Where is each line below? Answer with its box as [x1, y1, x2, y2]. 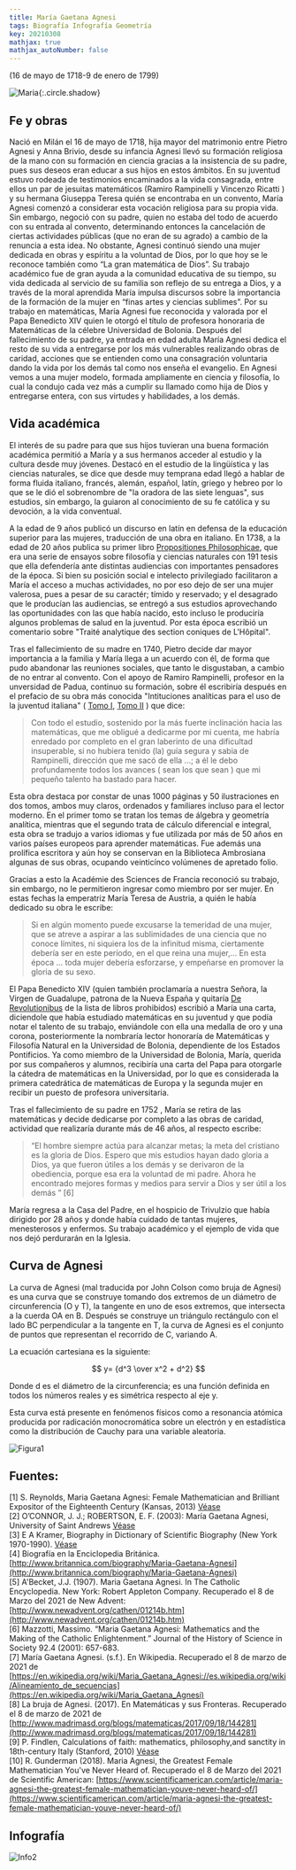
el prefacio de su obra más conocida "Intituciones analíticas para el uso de [9, 690, 281, 701]
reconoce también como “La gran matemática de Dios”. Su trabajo [9, 259, 250, 269]
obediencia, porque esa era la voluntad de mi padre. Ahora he [30, 1168, 256, 1179]
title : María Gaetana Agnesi [9, 12, 117, 22]
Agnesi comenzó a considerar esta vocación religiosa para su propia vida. [9, 202, 278, 213]
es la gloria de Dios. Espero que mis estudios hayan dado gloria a [30, 1149, 269, 1160]
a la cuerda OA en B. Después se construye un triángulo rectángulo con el [9, 1310, 278, 1321]
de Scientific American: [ [9, 1774, 100, 1785]
